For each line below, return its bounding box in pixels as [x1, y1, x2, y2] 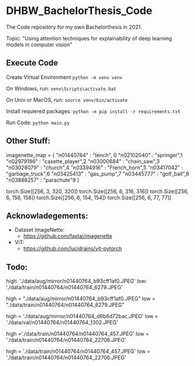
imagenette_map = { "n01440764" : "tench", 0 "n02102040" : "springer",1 [6, 151, 183, 159]
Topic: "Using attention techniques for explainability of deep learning [6, 35, 172, 42]
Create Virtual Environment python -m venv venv [6, 73, 123, 80]
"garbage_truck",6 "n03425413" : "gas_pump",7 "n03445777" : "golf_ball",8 [6, 170, 189, 177]
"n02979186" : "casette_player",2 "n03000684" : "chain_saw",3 [6, 158, 160, 165]
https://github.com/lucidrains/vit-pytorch [23, 245, 122, 252]
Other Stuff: [6, 136, 51, 146]
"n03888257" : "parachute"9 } [6, 176, 80, 183]
